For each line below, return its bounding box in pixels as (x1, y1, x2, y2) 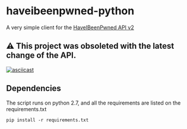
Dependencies (6, 83, 61, 93)
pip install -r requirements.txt (6, 117, 89, 123)
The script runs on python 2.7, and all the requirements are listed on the (6, 99, 181, 106)
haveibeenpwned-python (6, 4, 135, 18)
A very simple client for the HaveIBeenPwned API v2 (6, 24, 135, 31)
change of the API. (6, 51, 77, 61)
